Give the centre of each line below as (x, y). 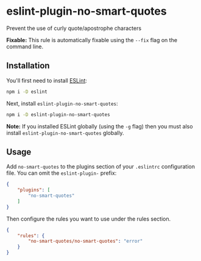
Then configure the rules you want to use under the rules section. (89, 219)
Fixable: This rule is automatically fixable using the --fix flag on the (92, 40)
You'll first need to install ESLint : (47, 80)
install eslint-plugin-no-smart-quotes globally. (65, 133)
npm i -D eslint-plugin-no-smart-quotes (58, 114)
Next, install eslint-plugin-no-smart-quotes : (62, 103)
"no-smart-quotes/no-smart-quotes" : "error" (86, 241)
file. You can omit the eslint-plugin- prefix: (62, 173)
